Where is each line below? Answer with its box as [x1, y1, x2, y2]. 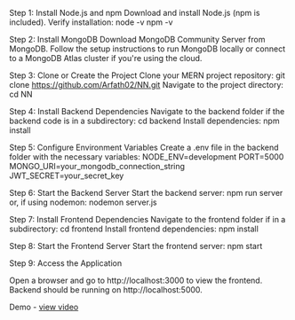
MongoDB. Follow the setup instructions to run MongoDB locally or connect [9, 43, 286, 54]
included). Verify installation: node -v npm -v [9, 17, 173, 27]
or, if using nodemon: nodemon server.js [9, 197, 157, 207]
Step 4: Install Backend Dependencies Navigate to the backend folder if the [9, 106, 285, 116]
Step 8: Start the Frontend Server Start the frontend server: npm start [9, 241, 263, 251]
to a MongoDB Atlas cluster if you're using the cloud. [9, 53, 203, 63]
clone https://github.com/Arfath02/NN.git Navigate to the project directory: [9, 80, 284, 90]
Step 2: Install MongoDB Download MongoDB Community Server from [9, 35, 266, 44]
